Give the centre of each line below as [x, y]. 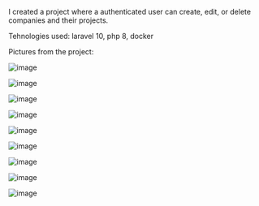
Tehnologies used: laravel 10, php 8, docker [81, 36]
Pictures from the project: [51, 51]
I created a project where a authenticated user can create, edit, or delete [130, 12]
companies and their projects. [58, 20]
